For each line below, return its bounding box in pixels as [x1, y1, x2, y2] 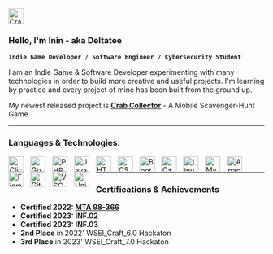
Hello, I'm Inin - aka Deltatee [8, 34, 122, 46]
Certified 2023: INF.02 [19, 211, 99, 221]
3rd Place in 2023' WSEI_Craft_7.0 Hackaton [19, 236, 169, 247]
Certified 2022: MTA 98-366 [19, 202, 120, 212]
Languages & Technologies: [8, 138, 120, 149]
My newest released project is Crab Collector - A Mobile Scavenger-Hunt [8, 101, 255, 111]
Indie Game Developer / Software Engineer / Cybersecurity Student [8, 53, 242, 62]
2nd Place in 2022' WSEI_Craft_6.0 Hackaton [19, 228, 171, 238]
